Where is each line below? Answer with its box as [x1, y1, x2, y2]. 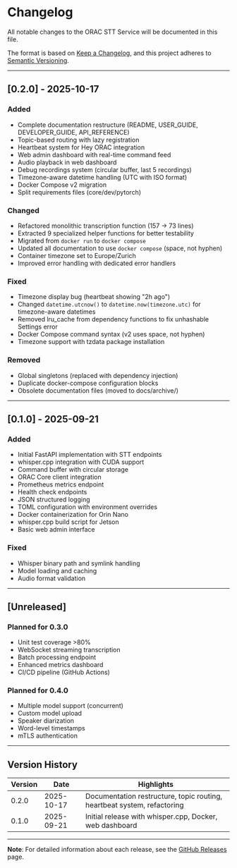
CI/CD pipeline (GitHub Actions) [17, 668, 111, 677]
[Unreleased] [7, 601, 67, 613]
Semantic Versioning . [7, 56, 69, 64]
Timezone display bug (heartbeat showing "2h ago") [17, 293, 171, 301]
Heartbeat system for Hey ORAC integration [17, 142, 145, 152]
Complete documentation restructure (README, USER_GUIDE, [17, 121, 199, 129]
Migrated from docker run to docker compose [17, 236, 147, 245]
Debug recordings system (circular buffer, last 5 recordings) [17, 165, 192, 173]
